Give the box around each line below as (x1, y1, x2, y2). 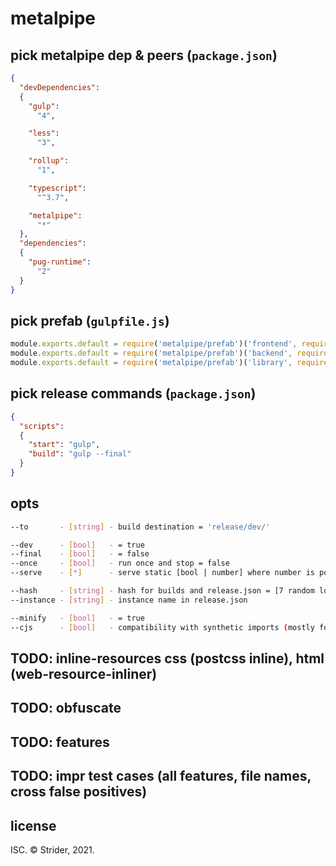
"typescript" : (28, 183, 87, 193)
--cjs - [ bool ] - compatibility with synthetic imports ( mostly (10, 622, 315, 632)
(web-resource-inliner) (10, 665, 158, 682)
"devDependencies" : (19, 82, 101, 92)
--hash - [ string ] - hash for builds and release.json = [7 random (10, 586, 315, 596)
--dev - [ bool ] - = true (10, 540, 145, 550)
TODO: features (10, 733, 110, 751)
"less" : (28, 128, 60, 139)
